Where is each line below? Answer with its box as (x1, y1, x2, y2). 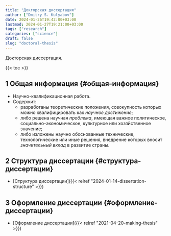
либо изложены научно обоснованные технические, (20, 131, 135, 137)
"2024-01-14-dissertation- (90, 178, 146, 184)
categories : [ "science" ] (5, 31, 58, 36)
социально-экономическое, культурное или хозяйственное (20, 120, 152, 126)
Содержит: (12, 98, 37, 105)
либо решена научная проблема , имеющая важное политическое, (20, 114, 166, 121)
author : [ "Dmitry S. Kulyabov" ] (5, 12, 74, 17)
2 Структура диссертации (5, 156, 94, 165)
